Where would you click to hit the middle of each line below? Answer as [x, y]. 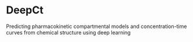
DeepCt [25, 10]
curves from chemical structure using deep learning [69, 32]
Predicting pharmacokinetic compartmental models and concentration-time [96, 26]
